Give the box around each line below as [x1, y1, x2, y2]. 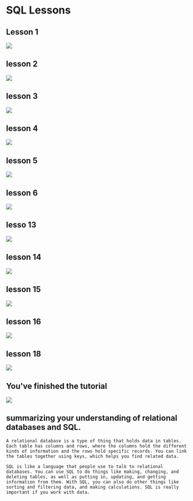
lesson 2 [6, 59, 38, 69]
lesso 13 [6, 220, 37, 230]
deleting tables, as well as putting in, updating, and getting [6, 473, 166, 480]
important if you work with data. [6, 489, 91, 495]
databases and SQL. [6, 422, 81, 432]
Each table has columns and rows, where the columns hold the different [6, 443, 187, 449]
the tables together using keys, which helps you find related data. [6, 453, 180, 459]
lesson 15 [6, 285, 41, 294]
